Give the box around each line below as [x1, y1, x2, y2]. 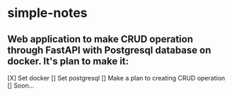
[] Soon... [7, 81, 35, 90]
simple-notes [7, 5, 88, 21]
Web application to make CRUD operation [7, 33, 193, 45]
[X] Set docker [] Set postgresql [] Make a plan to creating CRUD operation [7, 74, 226, 82]
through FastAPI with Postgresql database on [7, 44, 211, 56]
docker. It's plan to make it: [7, 55, 129, 67]
